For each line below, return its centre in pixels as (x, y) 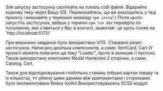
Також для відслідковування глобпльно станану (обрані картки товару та (82, 73)
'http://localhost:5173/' (28, 33)
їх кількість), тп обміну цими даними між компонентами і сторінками (78, 78)
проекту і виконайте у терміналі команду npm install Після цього (74, 17)
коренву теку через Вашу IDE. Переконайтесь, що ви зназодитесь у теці (81, 12)
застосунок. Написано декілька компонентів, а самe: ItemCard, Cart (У (79, 48)
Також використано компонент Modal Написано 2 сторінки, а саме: (76, 58)
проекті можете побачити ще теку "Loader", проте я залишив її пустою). (81, 53)
